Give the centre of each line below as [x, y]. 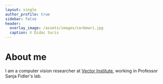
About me [26, 57]
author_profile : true [28, 14]
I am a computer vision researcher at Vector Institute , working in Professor [81, 71]
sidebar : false [21, 19]
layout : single [21, 10]
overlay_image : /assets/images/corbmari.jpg [57, 28]
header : [13, 23]
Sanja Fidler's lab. [23, 76]
